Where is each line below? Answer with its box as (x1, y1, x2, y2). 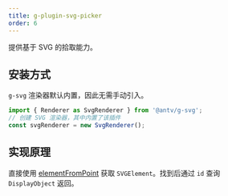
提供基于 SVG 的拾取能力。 (8, 42, 98, 52)
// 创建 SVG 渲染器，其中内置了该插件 (8, 114, 121, 122)
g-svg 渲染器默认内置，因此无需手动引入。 (8, 90, 149, 100)
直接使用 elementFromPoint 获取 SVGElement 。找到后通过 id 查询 (8, 168, 221, 178)
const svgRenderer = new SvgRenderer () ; (8, 122, 146, 130)
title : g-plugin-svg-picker (8, 11, 103, 20)
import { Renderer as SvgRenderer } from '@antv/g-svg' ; (8, 106, 203, 114)
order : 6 (8, 19, 38, 27)
